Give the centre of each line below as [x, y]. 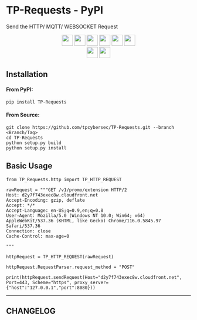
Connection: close [28, 231]
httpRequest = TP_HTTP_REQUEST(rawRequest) [60, 256]
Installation [27, 74]
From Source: [23, 115]
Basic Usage [29, 166]
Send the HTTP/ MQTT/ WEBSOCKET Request [62, 26]
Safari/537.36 [23, 226]
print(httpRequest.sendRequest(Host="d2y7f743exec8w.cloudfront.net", [94, 277]
